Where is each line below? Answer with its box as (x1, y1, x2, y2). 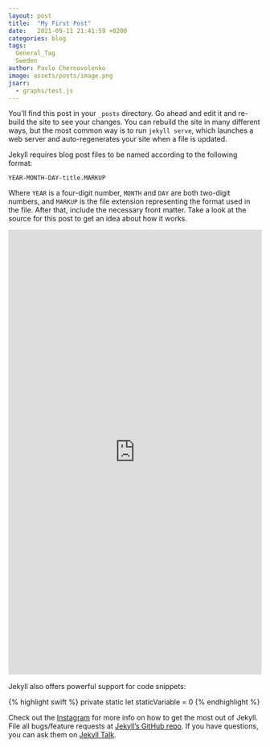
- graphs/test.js (15, 86, 74, 95)
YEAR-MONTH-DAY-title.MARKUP (8, 174, 106, 182)
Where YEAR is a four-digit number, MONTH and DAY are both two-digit (8, 188, 231, 198)
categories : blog (8, 34, 67, 43)
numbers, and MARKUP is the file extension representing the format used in (8, 196, 251, 206)
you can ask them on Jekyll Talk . (8, 729, 117, 739)
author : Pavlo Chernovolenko (8, 64, 106, 72)
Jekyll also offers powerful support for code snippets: (8, 681, 186, 691)
